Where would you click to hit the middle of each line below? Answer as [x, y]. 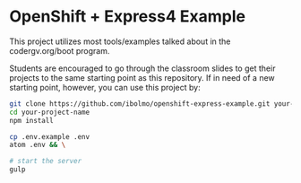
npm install [31, 120]
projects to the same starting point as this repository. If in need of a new [142, 77]
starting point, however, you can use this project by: [105, 87]
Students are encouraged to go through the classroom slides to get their [142, 68]
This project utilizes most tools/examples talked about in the [120, 41]
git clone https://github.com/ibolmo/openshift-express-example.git [140, 104]
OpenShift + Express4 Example [128, 17]
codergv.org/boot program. [60, 50]
